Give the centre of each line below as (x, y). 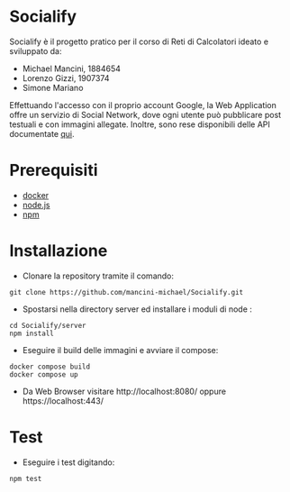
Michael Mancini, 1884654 (72, 68)
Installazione (59, 251)
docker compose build (50, 367)
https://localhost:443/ (63, 401)
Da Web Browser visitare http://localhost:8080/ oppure (124, 391)
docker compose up (44, 374)
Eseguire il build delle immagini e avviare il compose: (120, 350)
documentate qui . (42, 133)
